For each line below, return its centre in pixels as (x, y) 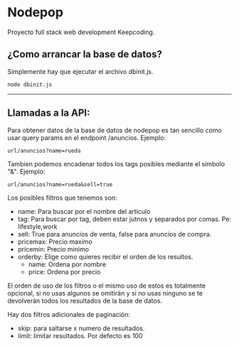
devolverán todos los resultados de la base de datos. (85, 301)
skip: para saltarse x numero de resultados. (81, 328)
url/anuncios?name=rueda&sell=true (60, 184)
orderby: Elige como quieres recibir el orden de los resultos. (105, 256)
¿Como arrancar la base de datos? (85, 54)
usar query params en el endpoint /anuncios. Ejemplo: (86, 137)
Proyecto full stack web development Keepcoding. (81, 32)
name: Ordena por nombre (67, 264)
